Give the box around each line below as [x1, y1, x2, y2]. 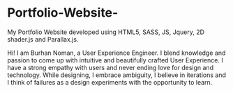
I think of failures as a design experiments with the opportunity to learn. [7, 78, 213, 86]
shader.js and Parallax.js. [7, 35, 79, 43]
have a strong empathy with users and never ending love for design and [7, 63, 214, 71]
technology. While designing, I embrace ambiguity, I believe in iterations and [7, 71, 227, 79]
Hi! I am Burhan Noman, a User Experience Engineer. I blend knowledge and [7, 49, 226, 57]
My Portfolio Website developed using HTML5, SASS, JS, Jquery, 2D [7, 28, 204, 36]
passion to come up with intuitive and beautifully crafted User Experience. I [7, 56, 223, 64]
